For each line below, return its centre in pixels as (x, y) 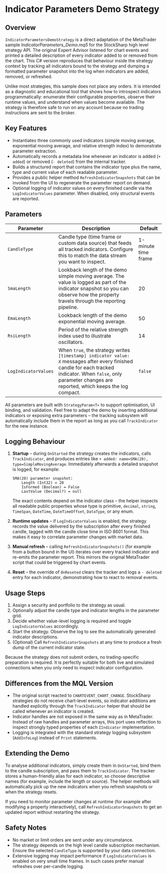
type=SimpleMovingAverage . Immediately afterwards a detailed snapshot (85, 464)
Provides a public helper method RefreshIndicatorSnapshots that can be (86, 177)
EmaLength (19, 318)
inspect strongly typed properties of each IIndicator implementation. (84, 727)
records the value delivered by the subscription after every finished (81, 526)
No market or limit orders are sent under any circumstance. (73, 840)
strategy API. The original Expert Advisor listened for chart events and (77, 50)
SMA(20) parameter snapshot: (42, 479)
